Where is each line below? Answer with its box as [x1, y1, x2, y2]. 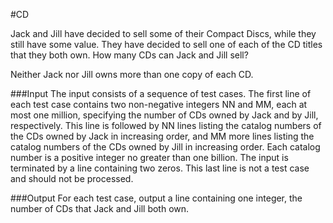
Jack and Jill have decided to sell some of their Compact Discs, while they [10, 28, 317, 39]
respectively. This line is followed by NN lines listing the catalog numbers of [10, 120, 322, 131]
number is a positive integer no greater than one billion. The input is [10, 152, 289, 163]
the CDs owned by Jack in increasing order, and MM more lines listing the [10, 130, 315, 142]
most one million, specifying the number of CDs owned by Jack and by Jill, [10, 109, 319, 121]
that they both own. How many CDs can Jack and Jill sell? [10, 49, 249, 61]
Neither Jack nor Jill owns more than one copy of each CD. [10, 69, 254, 80]
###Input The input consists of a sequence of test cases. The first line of [10, 88, 312, 99]
